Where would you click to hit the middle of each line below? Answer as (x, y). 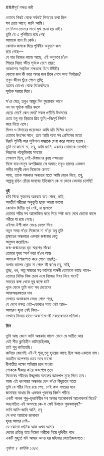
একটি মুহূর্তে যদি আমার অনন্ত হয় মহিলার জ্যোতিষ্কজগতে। (46, 438)
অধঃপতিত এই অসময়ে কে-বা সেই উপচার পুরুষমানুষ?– (44, 404)
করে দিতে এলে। (18, 124)
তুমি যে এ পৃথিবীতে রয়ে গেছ (25, 34)
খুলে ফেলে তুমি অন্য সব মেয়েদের (29, 287)
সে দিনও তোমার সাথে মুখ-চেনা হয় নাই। (34, 29)
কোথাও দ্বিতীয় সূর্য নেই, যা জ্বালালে (29, 208)
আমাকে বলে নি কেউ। (21, 40)
